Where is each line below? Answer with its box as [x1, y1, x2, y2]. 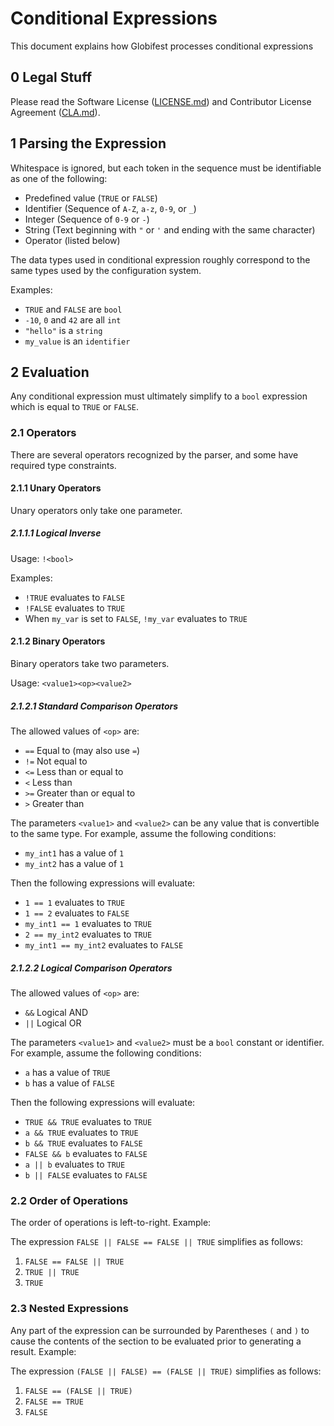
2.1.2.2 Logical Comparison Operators [10, 962, 173, 974]
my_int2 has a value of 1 [24, 858, 125, 870]
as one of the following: [10, 172, 108, 184]
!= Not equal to [24, 755, 88, 767]
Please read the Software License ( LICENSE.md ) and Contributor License [10, 95, 312, 107]
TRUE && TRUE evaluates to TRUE [24, 1115, 153, 1127]
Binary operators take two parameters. [10, 658, 170, 670]
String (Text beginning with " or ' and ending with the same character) [24, 223, 316, 236]
